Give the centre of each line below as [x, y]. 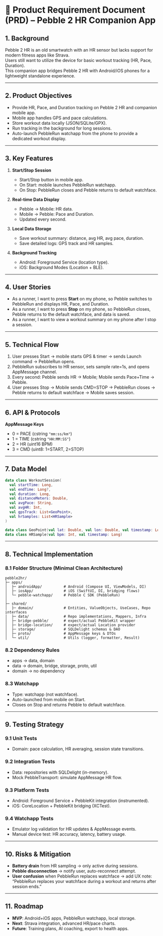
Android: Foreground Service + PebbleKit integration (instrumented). [81, 801]
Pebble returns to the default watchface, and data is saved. [71, 314]
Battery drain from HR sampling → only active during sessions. [75, 866]
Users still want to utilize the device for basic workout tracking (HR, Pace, [78, 60]
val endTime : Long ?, [30, 489]
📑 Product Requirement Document [75, 10]
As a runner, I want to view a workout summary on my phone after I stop [84, 320]
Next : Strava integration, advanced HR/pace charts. [64, 923]
